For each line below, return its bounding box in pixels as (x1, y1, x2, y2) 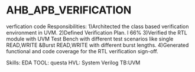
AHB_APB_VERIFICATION (6, 4, 132, 17)
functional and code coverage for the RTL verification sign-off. (6, 47, 158, 54)
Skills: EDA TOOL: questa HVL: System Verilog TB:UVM (6, 59, 141, 66)
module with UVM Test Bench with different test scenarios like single (6, 35, 174, 42)
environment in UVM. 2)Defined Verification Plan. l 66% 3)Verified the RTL (6, 29, 187, 36)
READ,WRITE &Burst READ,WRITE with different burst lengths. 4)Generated (6, 42, 189, 49)
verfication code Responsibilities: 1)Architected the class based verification (6, 23, 189, 30)
